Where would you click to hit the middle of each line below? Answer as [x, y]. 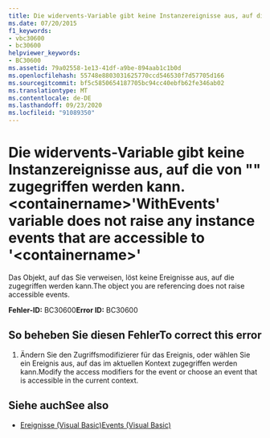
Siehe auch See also [59, 405]
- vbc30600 [27, 38]
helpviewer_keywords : [45, 53]
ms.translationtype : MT [48, 90]
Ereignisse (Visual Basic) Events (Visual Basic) [95, 425]
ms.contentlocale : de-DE [50, 98]
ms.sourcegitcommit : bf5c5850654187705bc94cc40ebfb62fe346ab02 [117, 83]
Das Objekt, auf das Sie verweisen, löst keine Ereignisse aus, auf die [121, 277]
